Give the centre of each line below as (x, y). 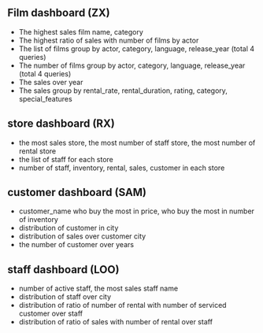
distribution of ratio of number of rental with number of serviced (122, 305)
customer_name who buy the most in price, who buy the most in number (137, 211)
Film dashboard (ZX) (59, 13)
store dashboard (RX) (61, 124)
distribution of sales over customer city (82, 236)
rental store (37, 151)
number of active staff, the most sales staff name (98, 289)
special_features (45, 98)
